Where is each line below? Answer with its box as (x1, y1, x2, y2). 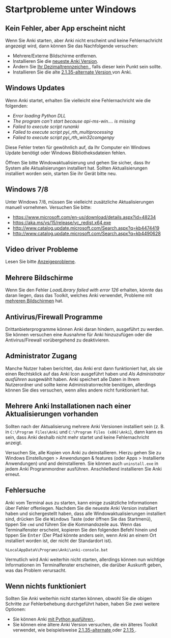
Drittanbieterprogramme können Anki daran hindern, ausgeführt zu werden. (5, 326, 164, 332)
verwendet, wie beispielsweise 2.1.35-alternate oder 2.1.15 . (12, 627, 137, 633)
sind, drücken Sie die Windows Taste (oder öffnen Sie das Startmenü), (5, 516, 152, 522)
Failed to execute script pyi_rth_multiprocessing (12, 129, 113, 135)
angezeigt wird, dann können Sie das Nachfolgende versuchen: (5, 43, 138, 49)
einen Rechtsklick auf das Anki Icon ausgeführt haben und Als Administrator (5, 371, 165, 377)
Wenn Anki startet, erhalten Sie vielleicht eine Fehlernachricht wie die (5, 97, 151, 103)
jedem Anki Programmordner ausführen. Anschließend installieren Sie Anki (5, 465, 162, 472)
